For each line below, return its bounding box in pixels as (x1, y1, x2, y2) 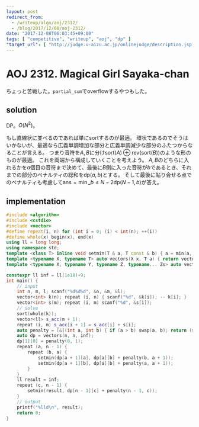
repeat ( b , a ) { (27, 349, 68, 355)
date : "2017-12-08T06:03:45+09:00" (6, 31, 94, 37)
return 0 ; (17, 410, 41, 416)
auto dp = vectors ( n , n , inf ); (17, 333, 94, 339)
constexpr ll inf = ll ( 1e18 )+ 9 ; (6, 272, 86, 278)
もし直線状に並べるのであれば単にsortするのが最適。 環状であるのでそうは (6, 134, 188, 142)
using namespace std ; (6, 245, 60, 251)
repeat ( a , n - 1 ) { (17, 344, 68, 350)
